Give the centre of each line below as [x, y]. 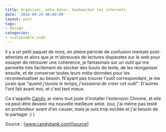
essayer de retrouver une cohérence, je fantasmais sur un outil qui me [77, 62]
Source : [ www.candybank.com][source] [47, 124]
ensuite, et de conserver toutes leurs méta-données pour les [68, 73]
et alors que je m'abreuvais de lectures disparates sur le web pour [92, 57]
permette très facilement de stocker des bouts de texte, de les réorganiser [82, 67]
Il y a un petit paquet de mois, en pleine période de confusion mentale [77, 52]
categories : [17, 33]
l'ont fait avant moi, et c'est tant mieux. [45, 89]
